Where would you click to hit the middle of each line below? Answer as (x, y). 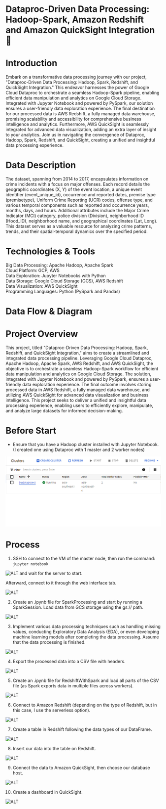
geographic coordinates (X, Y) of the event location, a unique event (74, 189)
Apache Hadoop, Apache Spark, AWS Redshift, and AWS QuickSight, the (79, 363)
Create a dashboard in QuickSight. (48, 792)
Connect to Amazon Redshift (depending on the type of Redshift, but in (85, 705)
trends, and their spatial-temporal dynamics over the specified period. (77, 231)
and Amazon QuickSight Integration (80, 30)
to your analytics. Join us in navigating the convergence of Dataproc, (76, 135)
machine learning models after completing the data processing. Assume (86, 637)
